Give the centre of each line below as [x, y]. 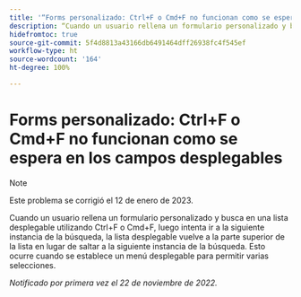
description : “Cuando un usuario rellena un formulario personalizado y [148, 26]
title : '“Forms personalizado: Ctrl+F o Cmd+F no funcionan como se [140, 17]
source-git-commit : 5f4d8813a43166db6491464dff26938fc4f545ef [128, 43]
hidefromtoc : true [43, 34]
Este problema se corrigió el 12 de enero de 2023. [102, 200]
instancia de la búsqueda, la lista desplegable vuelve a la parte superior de [147, 236]
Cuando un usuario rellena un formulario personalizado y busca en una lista [149, 217]
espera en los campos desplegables [146, 158]
